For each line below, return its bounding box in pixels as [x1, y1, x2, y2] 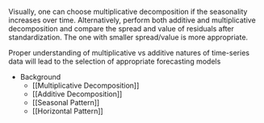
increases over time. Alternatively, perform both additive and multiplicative [8, 15, 256, 25]
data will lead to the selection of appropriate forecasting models [8, 56, 221, 66]
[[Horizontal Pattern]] [31, 106, 103, 116]
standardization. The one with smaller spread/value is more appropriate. [8, 32, 249, 42]
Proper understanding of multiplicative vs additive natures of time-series [8, 48, 250, 57]
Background [19, 72, 61, 81]
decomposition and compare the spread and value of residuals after [8, 24, 234, 33]
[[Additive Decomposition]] [31, 89, 123, 99]
